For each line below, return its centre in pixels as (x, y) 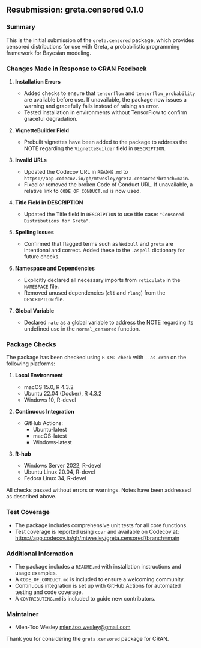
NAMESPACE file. (41, 286)
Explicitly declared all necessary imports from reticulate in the (102, 280)
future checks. (42, 256)
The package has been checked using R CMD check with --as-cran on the (96, 358)
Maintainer (22, 614)
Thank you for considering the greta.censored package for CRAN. (88, 639)
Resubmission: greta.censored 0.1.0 (75, 10)
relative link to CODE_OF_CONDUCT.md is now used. (82, 191)
